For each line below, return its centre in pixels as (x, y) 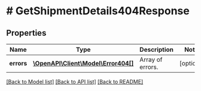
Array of (151, 59)
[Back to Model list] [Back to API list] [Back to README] (75, 82)
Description (157, 50)
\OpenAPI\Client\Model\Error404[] (83, 63)
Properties (26, 33)
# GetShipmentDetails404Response (98, 11)
